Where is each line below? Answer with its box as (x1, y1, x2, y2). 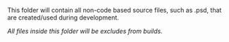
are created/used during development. (7, 13, 120, 22)
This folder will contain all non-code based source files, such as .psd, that (7, 6, 222, 14)
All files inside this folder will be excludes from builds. (7, 27, 163, 35)
